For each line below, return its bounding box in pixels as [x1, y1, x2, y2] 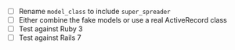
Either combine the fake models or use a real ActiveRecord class [18, 16, 228, 25]
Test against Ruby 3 [18, 24, 83, 34]
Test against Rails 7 [18, 33, 81, 42]
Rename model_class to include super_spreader [18, 7, 171, 16]
